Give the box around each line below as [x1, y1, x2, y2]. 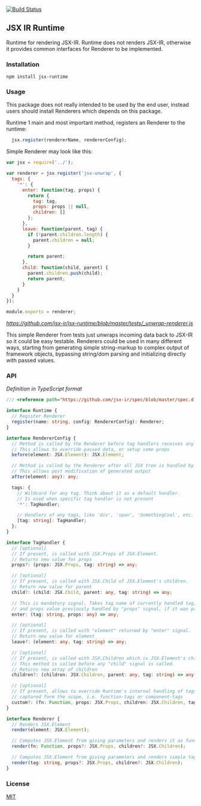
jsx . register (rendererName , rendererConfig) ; [11, 137, 127, 143]
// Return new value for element [11, 634, 95, 640]
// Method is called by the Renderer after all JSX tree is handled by [11, 463, 194, 469]
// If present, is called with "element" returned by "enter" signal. [11, 628, 191, 634]
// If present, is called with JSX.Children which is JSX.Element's [11, 655, 186, 661]
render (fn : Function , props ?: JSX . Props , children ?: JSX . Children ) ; [11, 743, 186, 750]
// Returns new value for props [11, 556, 93, 562]
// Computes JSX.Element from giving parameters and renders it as [11, 738, 184, 744]
